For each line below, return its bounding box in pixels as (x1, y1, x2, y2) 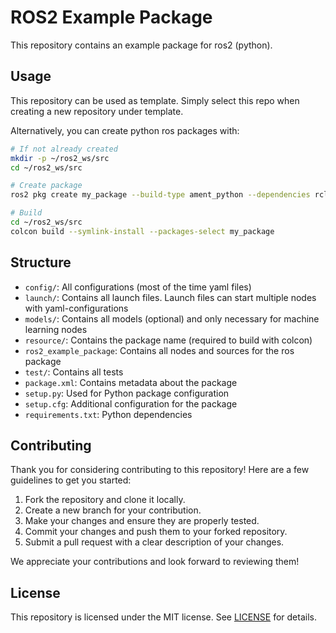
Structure (10, 254, 72, 271)
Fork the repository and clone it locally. (24, 494, 186, 506)
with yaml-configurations (24, 302, 129, 314)
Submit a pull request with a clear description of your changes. (24, 536, 285, 548)
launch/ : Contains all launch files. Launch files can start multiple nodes (24, 291, 317, 303)
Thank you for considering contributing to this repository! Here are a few (10, 464, 310, 476)
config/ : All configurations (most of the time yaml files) (24, 281, 252, 293)
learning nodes (24, 323, 88, 335)
